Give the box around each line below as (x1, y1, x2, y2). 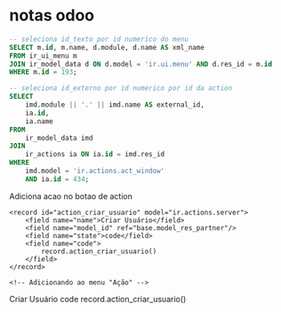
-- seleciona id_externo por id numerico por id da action (9, 84, 233, 93)
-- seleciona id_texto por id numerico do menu (9, 35, 189, 44)
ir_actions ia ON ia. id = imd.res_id (25, 150, 165, 159)
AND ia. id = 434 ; (25, 174, 90, 183)
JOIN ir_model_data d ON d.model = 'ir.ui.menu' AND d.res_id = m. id (9, 60, 273, 68)
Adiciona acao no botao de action (9, 190, 133, 201)
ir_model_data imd (25, 133, 93, 142)
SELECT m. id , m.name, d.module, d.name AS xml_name (9, 43, 205, 52)
